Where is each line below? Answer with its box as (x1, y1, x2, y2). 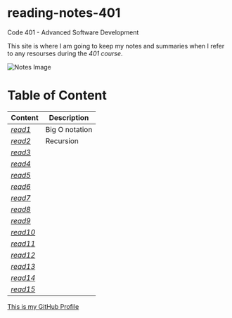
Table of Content (7, 88, 108, 103)
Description (49, 112, 89, 122)
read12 (11, 250, 36, 260)
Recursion (45, 135, 79, 145)
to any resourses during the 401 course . (7, 49, 123, 58)
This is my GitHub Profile (7, 302, 79, 310)
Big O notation (45, 124, 93, 134)
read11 (11, 239, 36, 249)
